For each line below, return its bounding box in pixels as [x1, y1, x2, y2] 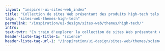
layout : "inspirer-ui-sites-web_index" [5, 7, 87, 12]
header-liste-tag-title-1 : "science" [5, 34, 82, 39]
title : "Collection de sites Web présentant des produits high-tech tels [5, 12, 160, 17]
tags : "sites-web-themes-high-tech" [5, 16, 80, 21]
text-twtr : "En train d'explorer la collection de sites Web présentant [5, 30, 157, 34]
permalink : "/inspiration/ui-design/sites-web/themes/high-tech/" [5, 20, 144, 26]
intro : [5, 25, 19, 30]
